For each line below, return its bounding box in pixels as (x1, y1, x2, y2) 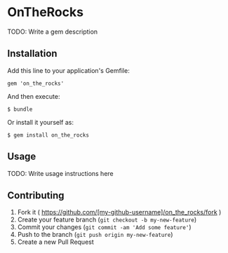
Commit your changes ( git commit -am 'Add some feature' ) (17, 223, 192, 231)
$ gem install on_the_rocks (7, 131, 90, 139)
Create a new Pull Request (17, 238, 95, 246)
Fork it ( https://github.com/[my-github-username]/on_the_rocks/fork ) (17, 208, 222, 217)
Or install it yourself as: (7, 118, 74, 126)
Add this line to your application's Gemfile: (7, 66, 130, 74)
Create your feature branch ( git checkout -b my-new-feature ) (17, 215, 197, 224)
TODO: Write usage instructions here (7, 169, 114, 177)
